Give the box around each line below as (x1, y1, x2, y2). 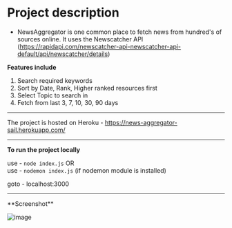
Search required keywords (17, 76, 93, 84)
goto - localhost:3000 (7, 180, 70, 188)
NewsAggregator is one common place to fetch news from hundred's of (17, 28, 222, 36)
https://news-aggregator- (104, 118, 177, 126)
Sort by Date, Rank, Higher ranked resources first (17, 84, 157, 92)
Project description (7, 5, 119, 21)
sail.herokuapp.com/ (7, 126, 66, 134)
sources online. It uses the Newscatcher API (17, 35, 144, 43)
